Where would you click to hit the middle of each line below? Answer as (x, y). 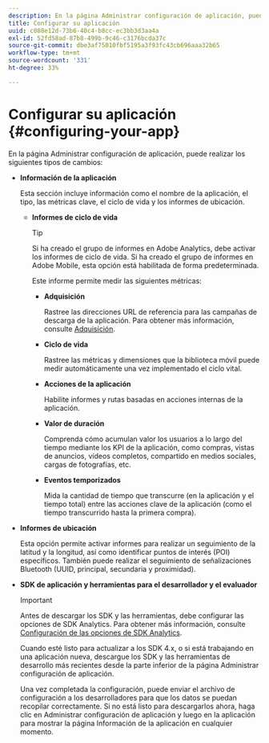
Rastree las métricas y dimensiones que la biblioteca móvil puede (152, 359)
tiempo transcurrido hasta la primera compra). (120, 512)
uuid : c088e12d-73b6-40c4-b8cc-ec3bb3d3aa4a (84, 30)
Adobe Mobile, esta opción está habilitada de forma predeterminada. (145, 265)
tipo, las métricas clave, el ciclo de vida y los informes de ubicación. (132, 202)
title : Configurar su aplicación (64, 23)
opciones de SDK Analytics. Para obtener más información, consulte (132, 624)
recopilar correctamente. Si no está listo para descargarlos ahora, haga (137, 706)
